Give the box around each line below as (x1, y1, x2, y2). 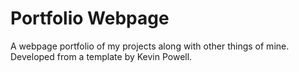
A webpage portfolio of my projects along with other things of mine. (10, 40, 290, 52)
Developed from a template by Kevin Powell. (10, 50, 193, 62)
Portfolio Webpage (10, 7, 170, 30)
